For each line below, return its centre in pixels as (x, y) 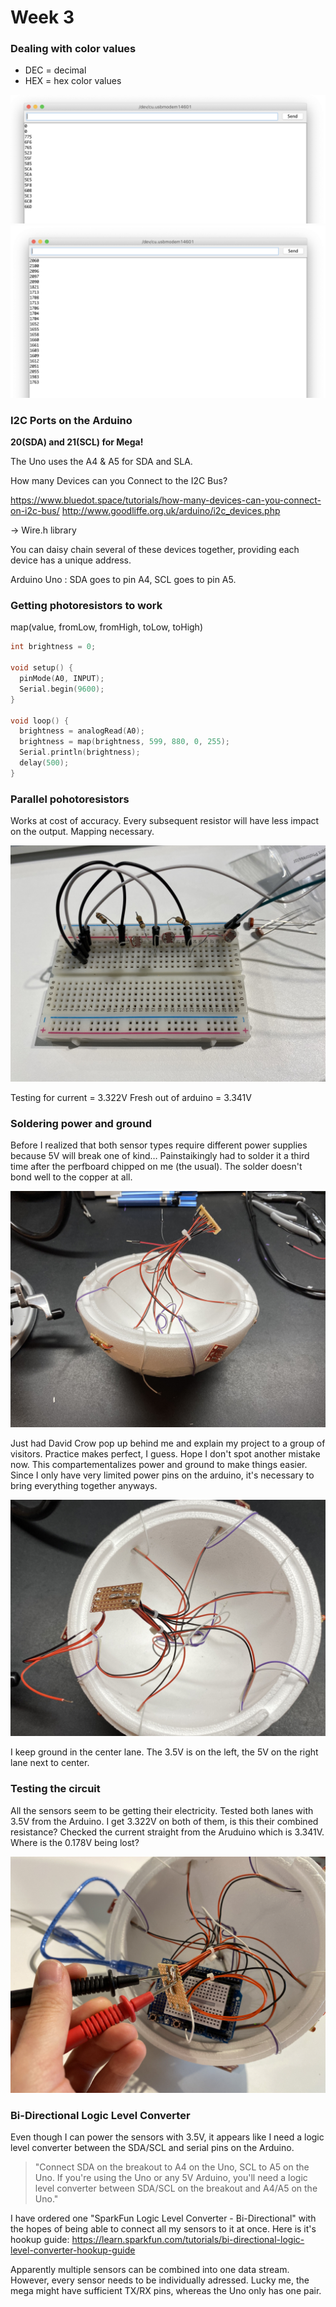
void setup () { (42, 668)
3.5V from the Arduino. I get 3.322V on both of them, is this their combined (164, 1821)
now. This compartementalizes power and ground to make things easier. (159, 1465)
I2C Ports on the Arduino (71, 420)
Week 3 (42, 17)
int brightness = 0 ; (53, 647)
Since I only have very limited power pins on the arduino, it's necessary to (162, 1475)
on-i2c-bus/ (35, 511)
